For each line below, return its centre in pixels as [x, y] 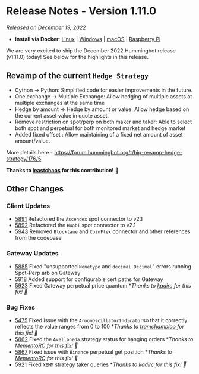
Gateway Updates [32, 254]
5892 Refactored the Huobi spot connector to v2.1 [75, 225]
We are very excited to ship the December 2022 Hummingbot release [91, 50]
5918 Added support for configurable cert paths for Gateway [89, 279]
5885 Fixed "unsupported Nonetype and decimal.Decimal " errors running [103, 266]
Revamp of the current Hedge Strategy [77, 76]
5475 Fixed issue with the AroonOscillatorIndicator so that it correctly [101, 320]
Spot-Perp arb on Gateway [48, 273]
